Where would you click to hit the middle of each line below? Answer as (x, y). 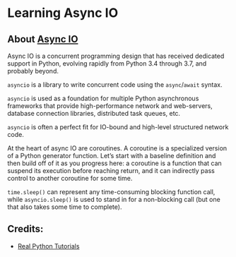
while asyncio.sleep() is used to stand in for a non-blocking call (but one (114, 199)
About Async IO (43, 39)
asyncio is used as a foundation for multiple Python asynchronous (103, 98)
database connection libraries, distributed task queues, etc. (94, 113)
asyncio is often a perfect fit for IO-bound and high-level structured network (118, 127)
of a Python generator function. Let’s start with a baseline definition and (112, 156)
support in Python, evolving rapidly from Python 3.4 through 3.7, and (107, 64)
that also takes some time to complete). (65, 207)
